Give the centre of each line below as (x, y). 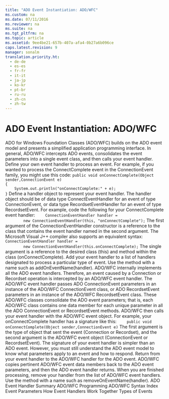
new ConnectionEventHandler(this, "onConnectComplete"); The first (94, 221)
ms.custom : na (20, 15)
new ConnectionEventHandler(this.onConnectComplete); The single (92, 246)
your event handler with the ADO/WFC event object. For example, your (78, 316)
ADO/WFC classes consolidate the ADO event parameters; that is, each (79, 300)
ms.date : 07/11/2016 (27, 19)
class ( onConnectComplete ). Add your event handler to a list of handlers (80, 257)
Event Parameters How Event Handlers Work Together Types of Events (79, 391)
